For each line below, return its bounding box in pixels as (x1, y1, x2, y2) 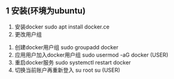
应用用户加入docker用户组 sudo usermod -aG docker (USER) (14, 51, 168, 58)
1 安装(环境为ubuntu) (6, 5, 86, 16)
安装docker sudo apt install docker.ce (14, 23, 110, 30)
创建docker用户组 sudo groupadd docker (14, 43, 119, 50)
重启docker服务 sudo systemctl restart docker (14, 58, 131, 66)
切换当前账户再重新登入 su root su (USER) (14, 66, 121, 74)
